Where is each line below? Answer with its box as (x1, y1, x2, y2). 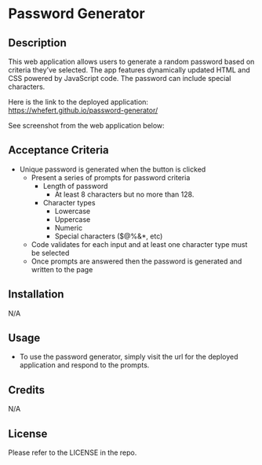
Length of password (42, 181, 108, 190)
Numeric (54, 223, 83, 232)
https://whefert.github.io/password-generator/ (8, 105, 158, 115)
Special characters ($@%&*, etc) (54, 231, 163, 241)
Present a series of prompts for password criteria (31, 172, 191, 182)
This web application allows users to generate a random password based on (8, 57, 255, 66)
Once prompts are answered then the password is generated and (31, 256, 242, 266)
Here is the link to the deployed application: (8, 98, 149, 106)
